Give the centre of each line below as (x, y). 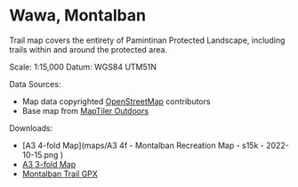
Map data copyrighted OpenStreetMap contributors (116, 101)
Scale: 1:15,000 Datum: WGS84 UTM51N (83, 67)
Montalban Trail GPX (60, 174)
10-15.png (40, 154)
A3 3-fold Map (49, 164)
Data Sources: (35, 84)
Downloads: (31, 128)
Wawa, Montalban (78, 16)
